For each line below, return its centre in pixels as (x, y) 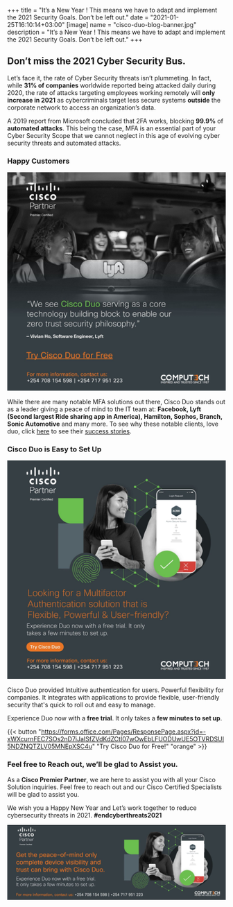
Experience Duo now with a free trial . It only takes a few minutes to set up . (115, 718)
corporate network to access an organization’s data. (81, 107)
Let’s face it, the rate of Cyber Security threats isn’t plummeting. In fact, (109, 78)
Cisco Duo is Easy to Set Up (54, 449)
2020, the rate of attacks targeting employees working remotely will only (111, 92)
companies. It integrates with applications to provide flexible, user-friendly (113, 698)
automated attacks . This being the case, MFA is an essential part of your (112, 128)
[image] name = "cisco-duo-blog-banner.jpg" (131, 25)
